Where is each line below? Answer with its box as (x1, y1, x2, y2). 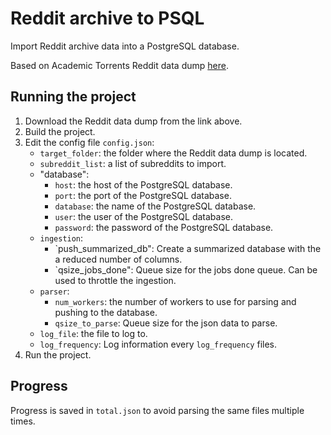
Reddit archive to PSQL (10, 7, 205, 30)
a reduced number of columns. (54, 253, 183, 265)
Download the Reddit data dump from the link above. (24, 115, 243, 127)
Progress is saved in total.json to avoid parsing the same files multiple (10, 404, 305, 416)
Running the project (10, 88, 137, 106)
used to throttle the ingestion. (54, 274, 177, 286)
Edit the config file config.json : (24, 136, 155, 148)
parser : (39, 285, 70, 297)
